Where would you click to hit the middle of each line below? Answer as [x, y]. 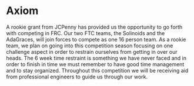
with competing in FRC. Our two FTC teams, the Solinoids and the [86, 33]
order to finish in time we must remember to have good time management [95, 64]
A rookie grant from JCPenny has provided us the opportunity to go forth [94, 27]
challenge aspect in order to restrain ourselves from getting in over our [92, 51]
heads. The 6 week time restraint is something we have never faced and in [96, 58]
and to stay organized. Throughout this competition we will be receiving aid [97, 70]
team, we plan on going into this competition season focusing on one [90, 46]
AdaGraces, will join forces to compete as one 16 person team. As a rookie [96, 39]
